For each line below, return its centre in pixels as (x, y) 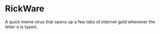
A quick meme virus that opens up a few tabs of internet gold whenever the (80, 22)
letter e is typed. (21, 26)
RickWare (25, 9)
